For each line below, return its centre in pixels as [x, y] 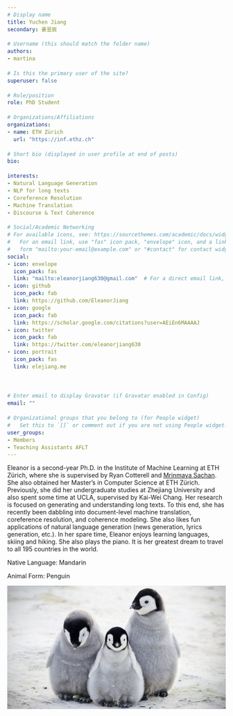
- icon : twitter [31, 330]
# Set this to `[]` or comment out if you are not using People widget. [118, 425]
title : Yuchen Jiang [37, 22]
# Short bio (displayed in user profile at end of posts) [93, 154]
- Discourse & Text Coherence [51, 213]
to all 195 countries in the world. [53, 549]
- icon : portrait [32, 352]
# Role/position [31, 95]
